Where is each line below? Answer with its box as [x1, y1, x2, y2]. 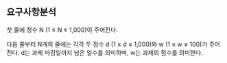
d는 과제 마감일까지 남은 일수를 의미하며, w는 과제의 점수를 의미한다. [21, 48, 203, 56]
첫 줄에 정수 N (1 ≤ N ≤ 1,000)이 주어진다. [6, 26, 118, 34]
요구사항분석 [6, 6, 56, 18]
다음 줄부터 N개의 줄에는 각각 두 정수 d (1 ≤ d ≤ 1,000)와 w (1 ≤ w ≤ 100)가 [6, 40, 208, 48]
